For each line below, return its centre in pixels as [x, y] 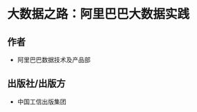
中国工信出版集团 [42, 102]
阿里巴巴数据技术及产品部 [54, 60]
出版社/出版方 [36, 84]
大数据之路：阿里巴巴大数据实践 [98, 14]
